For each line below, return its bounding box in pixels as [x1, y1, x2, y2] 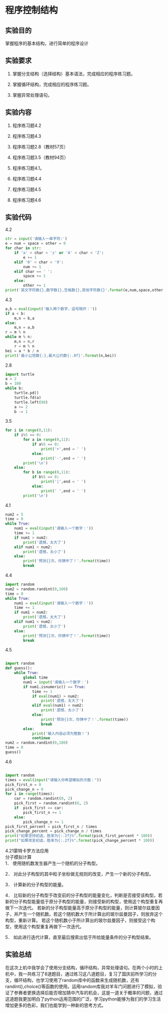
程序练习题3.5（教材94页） [12, 154, 68, 160]
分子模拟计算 [5, 854, 31, 860]
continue [31, 736, 50, 741]
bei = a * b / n [5, 348, 39, 354]
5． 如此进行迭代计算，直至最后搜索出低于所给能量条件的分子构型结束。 [5, 934, 154, 940]
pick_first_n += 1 [23, 810, 61, 815]
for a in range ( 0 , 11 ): [23, 437, 70, 442]
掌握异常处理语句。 [12, 92, 52, 98]
